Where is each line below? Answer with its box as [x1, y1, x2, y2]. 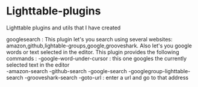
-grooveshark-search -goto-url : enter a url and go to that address [24, 74, 188, 81]
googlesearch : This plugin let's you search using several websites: [6, 35, 173, 43]
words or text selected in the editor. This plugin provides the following [6, 48, 179, 55]
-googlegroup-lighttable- [128, 67, 191, 74]
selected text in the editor [6, 61, 70, 68]
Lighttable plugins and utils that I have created [6, 24, 121, 31]
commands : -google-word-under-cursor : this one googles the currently [6, 55, 187, 62]
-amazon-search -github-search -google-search [6, 67, 128, 74]
